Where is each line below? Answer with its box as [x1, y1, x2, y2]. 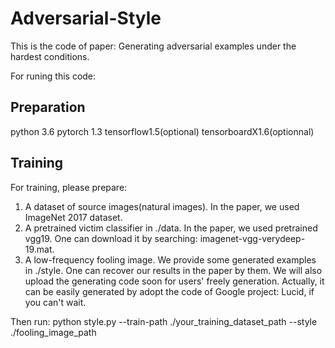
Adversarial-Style [10, 7, 162, 30]
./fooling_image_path [10, 326, 97, 338]
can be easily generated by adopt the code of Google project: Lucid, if [24, 285, 315, 297]
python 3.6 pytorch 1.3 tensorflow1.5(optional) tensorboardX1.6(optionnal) [10, 125, 315, 137]
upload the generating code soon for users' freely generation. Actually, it [24, 275, 325, 287]
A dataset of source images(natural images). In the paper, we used [24, 200, 300, 212]
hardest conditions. [10, 50, 90, 62]
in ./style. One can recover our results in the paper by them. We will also [24, 264, 323, 276]
